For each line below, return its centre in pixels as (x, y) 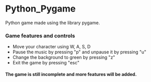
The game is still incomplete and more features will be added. (71, 74)
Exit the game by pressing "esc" (46, 63)
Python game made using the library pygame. (53, 23)
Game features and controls (40, 36)
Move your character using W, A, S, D (52, 47)
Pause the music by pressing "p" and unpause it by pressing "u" (79, 52)
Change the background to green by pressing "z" (64, 57)
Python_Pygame (40, 9)
